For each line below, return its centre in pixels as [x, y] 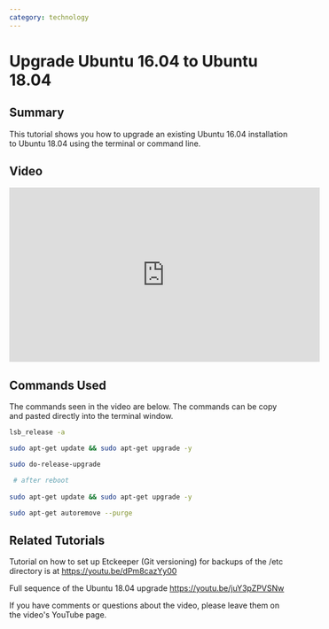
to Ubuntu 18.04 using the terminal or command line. [105, 144]
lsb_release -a [37, 432]
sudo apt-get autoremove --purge [71, 513]
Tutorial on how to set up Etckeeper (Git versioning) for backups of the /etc [146, 562]
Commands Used [58, 385]
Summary [37, 113]
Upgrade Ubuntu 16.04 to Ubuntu [134, 61]
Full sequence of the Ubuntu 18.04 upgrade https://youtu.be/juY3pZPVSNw [147, 588]
